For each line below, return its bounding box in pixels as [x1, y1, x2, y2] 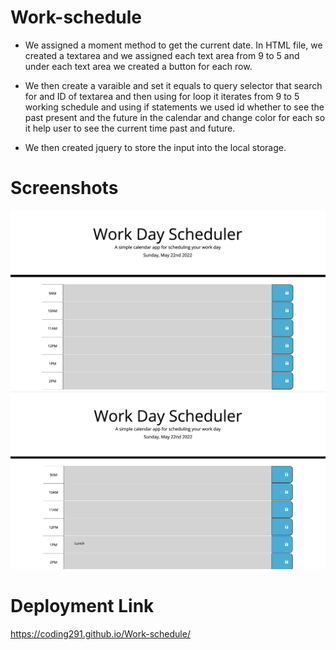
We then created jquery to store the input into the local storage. [24, 141, 287, 153]
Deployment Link [10, 595, 155, 618]
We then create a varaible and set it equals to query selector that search [24, 79, 323, 91]
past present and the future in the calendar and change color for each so [24, 111, 326, 123]
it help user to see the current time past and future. [24, 122, 236, 134]
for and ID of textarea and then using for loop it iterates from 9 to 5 [24, 90, 300, 102]
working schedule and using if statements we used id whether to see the [24, 101, 325, 113]
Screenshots [10, 177, 119, 200]
